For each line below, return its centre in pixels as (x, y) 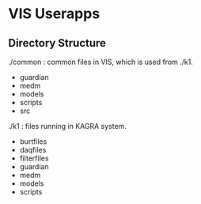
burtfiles (33, 142)
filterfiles (34, 158)
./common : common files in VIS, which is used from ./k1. (101, 62)
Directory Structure (57, 43)
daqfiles (33, 150)
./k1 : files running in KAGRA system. (67, 126)
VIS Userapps (54, 14)
